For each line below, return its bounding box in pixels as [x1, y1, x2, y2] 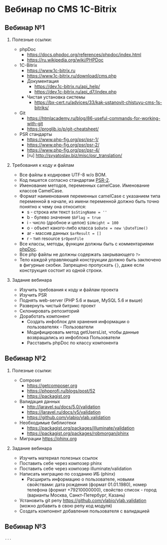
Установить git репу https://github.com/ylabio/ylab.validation [19, 497, 146, 503]
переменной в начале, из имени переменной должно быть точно [19, 198, 159, 204]
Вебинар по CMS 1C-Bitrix [4, 3, 117, 15]
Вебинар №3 [4, 523, 46, 531]
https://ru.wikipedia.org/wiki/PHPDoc [26, 57, 103, 63]
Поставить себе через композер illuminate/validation [19, 466, 132, 472]
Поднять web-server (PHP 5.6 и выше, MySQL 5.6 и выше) [19, 297, 143, 303]
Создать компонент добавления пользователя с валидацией [19, 508, 149, 514]
